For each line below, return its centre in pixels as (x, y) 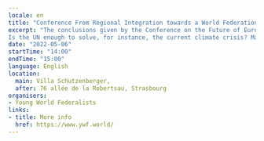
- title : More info (40, 117)
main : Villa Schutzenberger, (63, 81)
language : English (38, 67)
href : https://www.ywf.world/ (64, 125)
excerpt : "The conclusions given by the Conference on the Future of (125, 30)
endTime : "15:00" (37, 60)
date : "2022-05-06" (40, 45)
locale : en (26, 15)
